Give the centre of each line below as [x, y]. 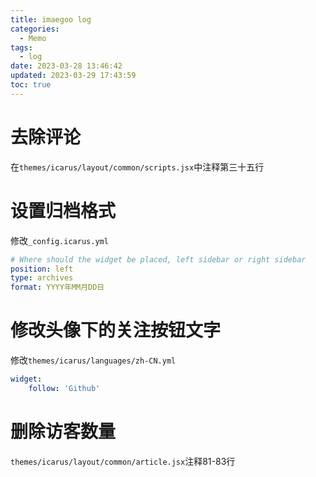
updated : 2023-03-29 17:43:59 [73, 76]
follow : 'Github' [64, 388]
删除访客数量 [63, 432]
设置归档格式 [63, 210]
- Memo [33, 38]
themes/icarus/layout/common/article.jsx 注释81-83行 [123, 461]
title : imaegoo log [51, 19]
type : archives [42, 278]
